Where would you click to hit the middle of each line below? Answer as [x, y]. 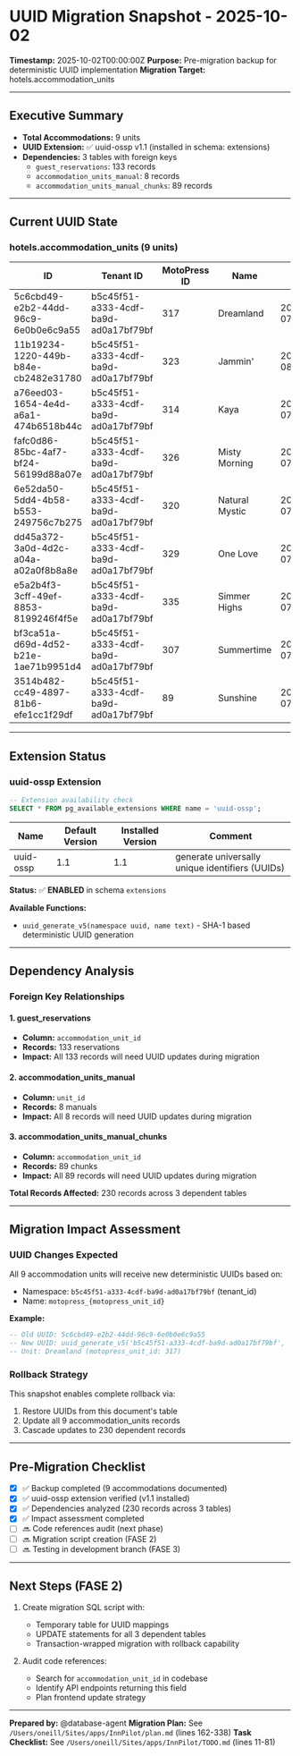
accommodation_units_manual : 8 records [108, 175]
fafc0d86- [37, 441]
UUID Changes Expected [64, 1255]
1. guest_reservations [50, 1018]
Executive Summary [67, 116]
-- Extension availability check [71, 801]
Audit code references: [64, 1661]
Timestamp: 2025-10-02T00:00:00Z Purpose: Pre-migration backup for [143, 60]
